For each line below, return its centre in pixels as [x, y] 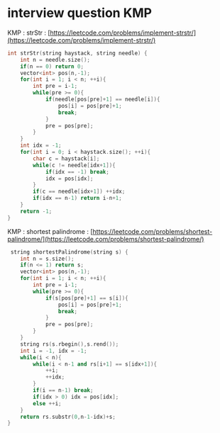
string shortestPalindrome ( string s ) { [70, 252]
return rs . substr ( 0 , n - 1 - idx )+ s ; [68, 417]
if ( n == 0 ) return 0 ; [52, 66]
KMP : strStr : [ [29, 33]
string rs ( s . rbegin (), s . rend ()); [70, 344]
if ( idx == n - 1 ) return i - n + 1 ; [77, 198]
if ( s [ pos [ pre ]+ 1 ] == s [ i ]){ [87, 298]
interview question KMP [80, 13]
